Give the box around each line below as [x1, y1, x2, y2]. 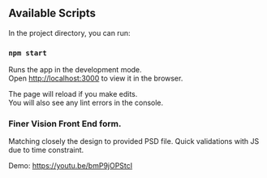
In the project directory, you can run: [8, 28, 131, 37]
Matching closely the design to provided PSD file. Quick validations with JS [8, 137, 260, 146]
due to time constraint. [8, 145, 84, 155]
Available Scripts [8, 7, 96, 20]
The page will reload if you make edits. [8, 89, 138, 99]
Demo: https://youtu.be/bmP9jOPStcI [8, 161, 133, 171]
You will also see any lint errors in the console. [8, 98, 164, 108]
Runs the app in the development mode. [8, 65, 142, 75]
